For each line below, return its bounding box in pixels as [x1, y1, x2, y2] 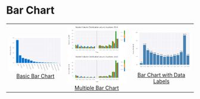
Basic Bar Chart [16, 72, 55, 79]
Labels [153, 78, 170, 85]
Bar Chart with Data [137, 72, 186, 79]
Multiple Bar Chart [74, 84, 119, 91]
